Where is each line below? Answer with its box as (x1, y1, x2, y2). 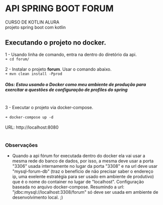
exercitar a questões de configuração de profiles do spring (5, 87, 128, 93)
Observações (5, 141, 38, 148)
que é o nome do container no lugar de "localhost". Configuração (12, 179, 144, 185)
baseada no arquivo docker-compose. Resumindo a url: (12, 184, 125, 190)
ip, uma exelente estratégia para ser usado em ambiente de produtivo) (12, 174, 154, 180)
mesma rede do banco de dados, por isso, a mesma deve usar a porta (12, 158, 154, 164)
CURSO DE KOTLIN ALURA (5, 19, 60, 25)
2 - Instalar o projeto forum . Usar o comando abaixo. (5, 66, 112, 72)
